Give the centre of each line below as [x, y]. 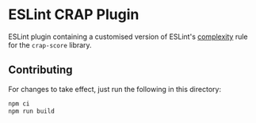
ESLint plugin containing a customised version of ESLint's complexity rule [128, 37]
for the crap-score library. [50, 44]
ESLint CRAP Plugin [74, 15]
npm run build [32, 111]
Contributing [40, 70]
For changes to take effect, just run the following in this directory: [115, 89]
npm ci [19, 104]
